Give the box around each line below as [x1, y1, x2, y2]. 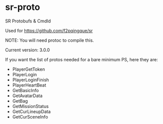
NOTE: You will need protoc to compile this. [5, 37, 94, 43]
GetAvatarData [12, 93, 43, 99]
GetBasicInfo [12, 87, 39, 93]
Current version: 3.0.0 [5, 47, 50, 53]
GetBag [12, 98, 28, 104]
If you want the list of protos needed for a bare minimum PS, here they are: [5, 56, 158, 62]
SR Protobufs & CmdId [5, 18, 51, 24]
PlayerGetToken [12, 66, 45, 72]
